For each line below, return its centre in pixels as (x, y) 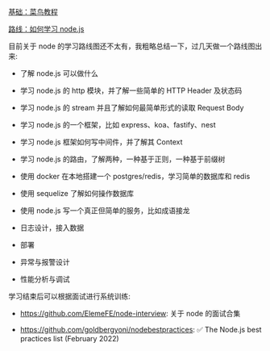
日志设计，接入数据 (52, 228)
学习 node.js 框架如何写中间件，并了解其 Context (101, 142)
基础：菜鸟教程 (33, 12)
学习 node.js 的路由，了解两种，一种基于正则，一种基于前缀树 (123, 159)
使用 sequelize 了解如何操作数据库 (77, 193)
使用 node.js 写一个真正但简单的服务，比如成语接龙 (105, 211)
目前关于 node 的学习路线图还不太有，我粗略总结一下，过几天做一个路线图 (132, 46)
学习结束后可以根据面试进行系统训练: (70, 296)
